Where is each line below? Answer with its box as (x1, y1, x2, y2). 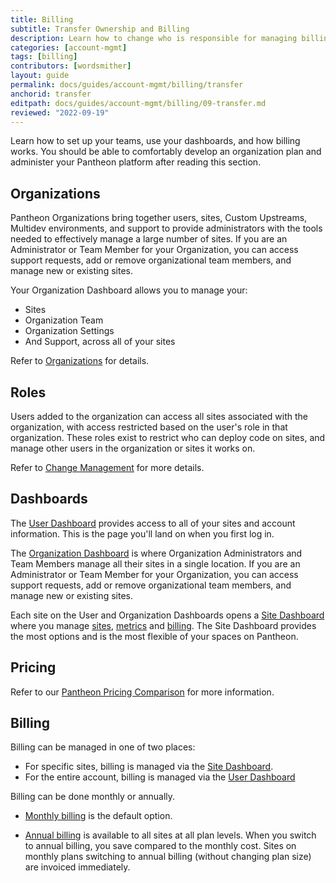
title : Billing (10, 14, 74, 25)
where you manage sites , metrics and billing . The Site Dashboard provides (10, 619, 317, 631)
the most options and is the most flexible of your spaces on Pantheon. (10, 630, 299, 642)
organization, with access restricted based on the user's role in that (10, 421, 288, 433)
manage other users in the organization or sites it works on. (10, 442, 256, 454)
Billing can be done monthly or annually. (10, 791, 176, 803)
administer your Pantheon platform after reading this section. (10, 156, 262, 168)
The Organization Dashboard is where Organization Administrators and (10, 547, 303, 559)
